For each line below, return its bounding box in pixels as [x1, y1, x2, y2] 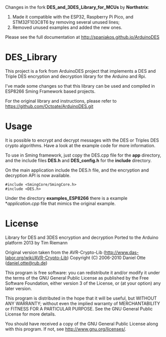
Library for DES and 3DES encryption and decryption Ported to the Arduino [5, 234, 159, 240]
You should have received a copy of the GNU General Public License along [5, 321, 158, 327]
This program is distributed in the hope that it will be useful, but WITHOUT [5, 295, 157, 301]
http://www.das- [105, 249, 139, 255]
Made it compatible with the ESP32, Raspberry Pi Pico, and [12, 14, 134, 19]
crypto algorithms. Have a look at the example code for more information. [5, 142, 156, 149]
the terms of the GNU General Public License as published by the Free [5, 275, 149, 281]
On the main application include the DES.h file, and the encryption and [5, 167, 149, 173]
